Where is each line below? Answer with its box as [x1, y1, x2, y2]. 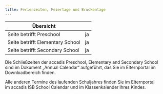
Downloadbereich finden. [5, 69, 56, 75]
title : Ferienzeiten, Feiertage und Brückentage [5, 7, 106, 12]
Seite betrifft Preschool [7, 31, 61, 38]
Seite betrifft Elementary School [7, 38, 81, 45]
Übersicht [32, 22, 56, 29]
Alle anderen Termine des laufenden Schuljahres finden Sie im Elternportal [5, 79, 155, 85]
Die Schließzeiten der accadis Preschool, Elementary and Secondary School [5, 59, 159, 65]
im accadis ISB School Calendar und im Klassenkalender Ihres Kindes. [5, 84, 146, 90]
